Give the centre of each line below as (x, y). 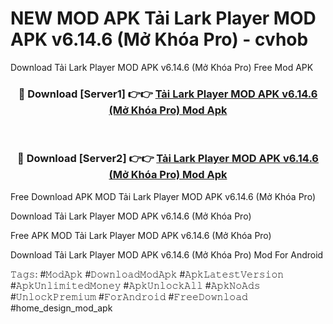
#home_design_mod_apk (61, 308)
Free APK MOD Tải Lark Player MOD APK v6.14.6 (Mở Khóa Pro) (141, 235)
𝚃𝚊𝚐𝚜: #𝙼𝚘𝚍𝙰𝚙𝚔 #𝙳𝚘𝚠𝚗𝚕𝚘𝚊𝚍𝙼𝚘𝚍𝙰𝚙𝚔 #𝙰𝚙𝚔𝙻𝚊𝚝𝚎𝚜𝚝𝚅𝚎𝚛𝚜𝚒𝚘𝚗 (147, 274)
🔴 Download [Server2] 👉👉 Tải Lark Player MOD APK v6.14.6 (168, 159)
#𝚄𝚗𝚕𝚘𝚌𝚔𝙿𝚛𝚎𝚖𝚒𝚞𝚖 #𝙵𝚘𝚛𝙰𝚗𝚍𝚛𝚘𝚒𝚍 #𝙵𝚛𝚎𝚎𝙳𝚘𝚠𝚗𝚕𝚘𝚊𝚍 (129, 296)
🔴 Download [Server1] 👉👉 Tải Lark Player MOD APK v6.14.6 (168, 94)
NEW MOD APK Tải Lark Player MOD (163, 18)
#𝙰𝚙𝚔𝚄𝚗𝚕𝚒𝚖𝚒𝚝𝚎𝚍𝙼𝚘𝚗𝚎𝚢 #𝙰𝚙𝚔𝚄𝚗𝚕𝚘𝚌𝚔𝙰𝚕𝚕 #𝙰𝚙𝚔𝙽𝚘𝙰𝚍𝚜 (135, 285)
